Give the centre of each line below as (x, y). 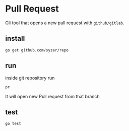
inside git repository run (30, 78)
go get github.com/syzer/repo (37, 50)
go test (13, 124)
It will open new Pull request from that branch (52, 96)
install (15, 39)
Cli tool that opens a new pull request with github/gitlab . (65, 23)
